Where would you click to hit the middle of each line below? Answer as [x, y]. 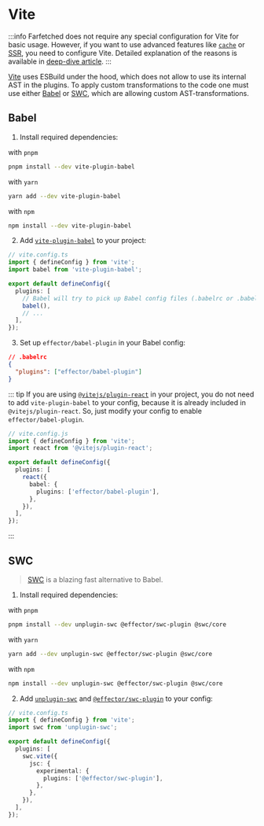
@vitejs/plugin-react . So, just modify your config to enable [105, 411]
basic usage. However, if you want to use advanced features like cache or [126, 44]
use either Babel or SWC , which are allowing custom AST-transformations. [128, 93]
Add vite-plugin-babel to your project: [83, 241]
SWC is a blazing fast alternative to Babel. [95, 579]
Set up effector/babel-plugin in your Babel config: [103, 343]
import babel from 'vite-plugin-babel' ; [75, 270]
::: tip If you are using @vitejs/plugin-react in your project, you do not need [131, 394]
